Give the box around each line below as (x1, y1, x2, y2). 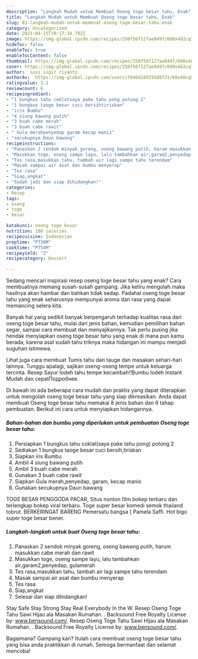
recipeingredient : (6, 91, 51, 97)
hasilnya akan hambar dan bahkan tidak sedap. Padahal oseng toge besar (6, 290, 186, 297)
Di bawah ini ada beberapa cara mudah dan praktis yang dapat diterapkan (6, 387, 186, 394)
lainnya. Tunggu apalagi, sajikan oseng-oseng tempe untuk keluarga (6, 363, 172, 370)
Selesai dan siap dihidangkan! (14, 593, 87, 600)
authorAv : (6, 74, 31, 80)
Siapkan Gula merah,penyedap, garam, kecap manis (14, 478, 141, 485)
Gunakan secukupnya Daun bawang (14, 484, 103, 491)
